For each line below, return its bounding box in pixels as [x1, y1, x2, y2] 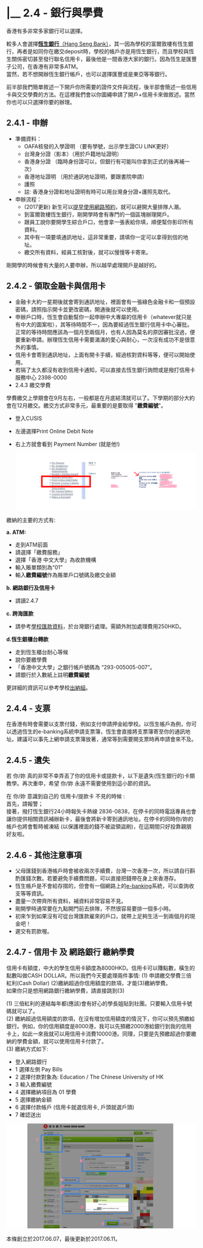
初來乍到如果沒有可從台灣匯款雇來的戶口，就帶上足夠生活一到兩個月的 [14, 913, 190, 920]
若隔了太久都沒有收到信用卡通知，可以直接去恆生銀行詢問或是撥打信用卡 [14, 366, 195, 373]
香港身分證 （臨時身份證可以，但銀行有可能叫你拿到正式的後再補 [24, 157, 185, 165]
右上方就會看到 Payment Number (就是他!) [14, 440, 120, 447]
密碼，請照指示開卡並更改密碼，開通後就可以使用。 [14, 306, 143, 313]
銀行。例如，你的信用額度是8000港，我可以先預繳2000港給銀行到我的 [6, 1022, 181, 1030]
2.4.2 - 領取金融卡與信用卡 [6, 281, 106, 291]
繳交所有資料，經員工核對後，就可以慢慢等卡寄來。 [24, 248, 152, 255]
